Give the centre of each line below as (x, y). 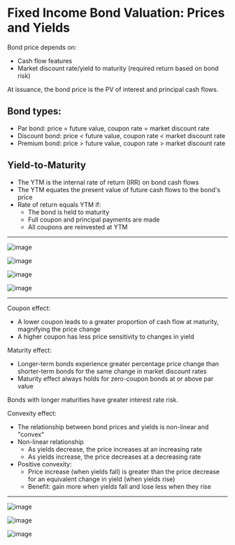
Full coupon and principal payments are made (94, 220)
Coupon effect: (29, 308)
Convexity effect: (32, 413)
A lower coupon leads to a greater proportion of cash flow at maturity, (118, 321)
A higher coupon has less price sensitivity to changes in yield (106, 336)
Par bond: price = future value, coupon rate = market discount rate (113, 128)
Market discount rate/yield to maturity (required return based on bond (118, 68)
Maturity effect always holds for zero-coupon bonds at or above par (115, 378)
